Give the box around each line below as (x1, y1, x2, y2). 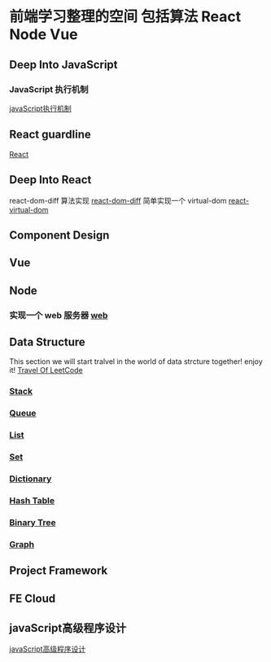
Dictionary (9, 473, 52, 484)
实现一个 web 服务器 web (9, 309, 108, 321)
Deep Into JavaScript (9, 58, 118, 72)
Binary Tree (9, 516, 56, 528)
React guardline (9, 128, 92, 142)
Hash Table (9, 494, 55, 506)
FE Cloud (9, 591, 56, 605)
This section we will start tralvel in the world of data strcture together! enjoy (9, 357, 263, 366)
